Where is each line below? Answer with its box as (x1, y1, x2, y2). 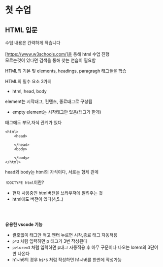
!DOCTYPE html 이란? (5, 179, 44, 185)
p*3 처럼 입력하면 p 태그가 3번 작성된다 (12, 238, 88, 244)
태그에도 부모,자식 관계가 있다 (5, 120, 62, 125)
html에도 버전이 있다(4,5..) (12, 196, 64, 202)
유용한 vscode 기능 (5, 222, 43, 227)
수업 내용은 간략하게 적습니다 (5, 40, 61, 45)
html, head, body (12, 89, 47, 94)
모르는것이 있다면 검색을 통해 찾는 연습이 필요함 (5, 57, 96, 63)
